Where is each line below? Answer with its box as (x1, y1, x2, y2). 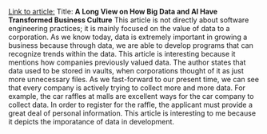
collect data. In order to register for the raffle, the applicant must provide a (8, 100, 253, 109)
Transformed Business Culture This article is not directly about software (8, 15, 249, 25)
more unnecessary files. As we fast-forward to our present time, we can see (8, 75, 260, 84)
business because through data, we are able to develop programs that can (8, 41, 253, 50)
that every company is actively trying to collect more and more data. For (8, 83, 246, 93)
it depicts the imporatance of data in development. (8, 117, 174, 126)
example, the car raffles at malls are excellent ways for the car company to (8, 92, 254, 100)
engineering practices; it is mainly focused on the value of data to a (8, 24, 230, 33)
